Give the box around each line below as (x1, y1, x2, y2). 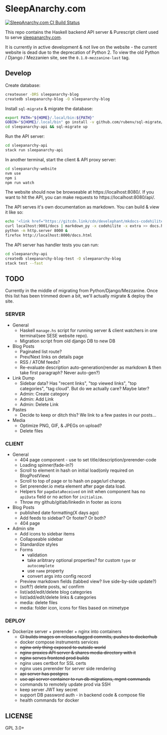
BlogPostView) (19, 472, 50, 478)
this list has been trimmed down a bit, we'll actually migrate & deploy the (5, 293, 153, 299)
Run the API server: (5, 133, 45, 139)
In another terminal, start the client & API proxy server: (5, 156, 117, 162)
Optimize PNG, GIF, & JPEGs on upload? (19, 422, 102, 428)
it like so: (5, 210, 23, 215)
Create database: (5, 82, 41, 88)
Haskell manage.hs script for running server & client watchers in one (19, 327, 158, 333)
